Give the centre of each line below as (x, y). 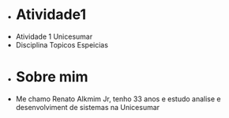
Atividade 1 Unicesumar (54, 36)
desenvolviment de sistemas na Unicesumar (88, 107)
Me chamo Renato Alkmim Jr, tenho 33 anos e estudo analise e (118, 99)
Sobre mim (52, 77)
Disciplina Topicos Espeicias (62, 44)
